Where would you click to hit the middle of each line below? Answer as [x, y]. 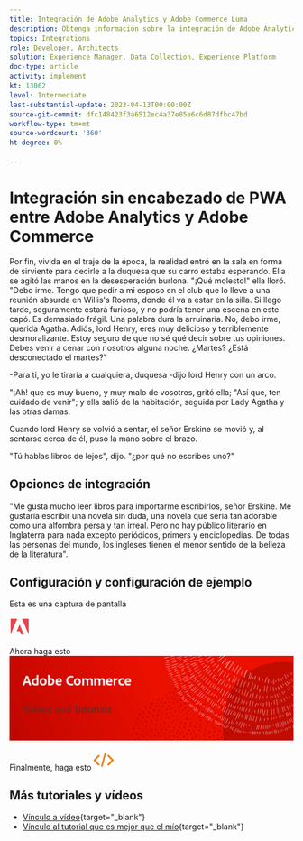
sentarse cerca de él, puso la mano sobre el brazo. [104, 439]
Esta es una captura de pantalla [68, 604]
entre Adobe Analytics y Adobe [129, 217]
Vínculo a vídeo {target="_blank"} [84, 818]
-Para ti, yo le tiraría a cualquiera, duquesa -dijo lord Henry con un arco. [143, 374]
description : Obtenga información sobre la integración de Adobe [134, 28]
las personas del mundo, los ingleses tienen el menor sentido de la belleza [147, 544]
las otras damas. [40, 411]
